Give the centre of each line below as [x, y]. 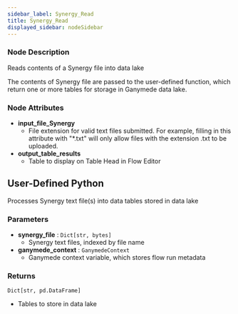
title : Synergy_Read [38, 21]
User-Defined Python [56, 184]
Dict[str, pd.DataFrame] [44, 291]
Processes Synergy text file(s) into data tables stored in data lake [103, 201]
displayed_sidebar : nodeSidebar [55, 27]
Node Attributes [36, 108]
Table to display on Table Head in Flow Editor [94, 161]
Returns [21, 276]
